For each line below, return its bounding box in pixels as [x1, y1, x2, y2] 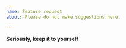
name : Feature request [6, 8, 62, 15]
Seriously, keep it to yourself [6, 35, 79, 42]
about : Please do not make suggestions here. [6, 14, 121, 20]
